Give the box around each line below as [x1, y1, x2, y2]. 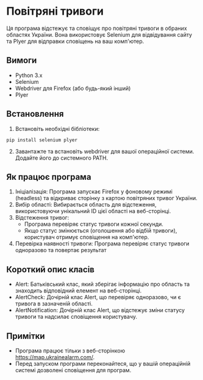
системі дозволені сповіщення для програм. [15, 367, 132, 374]
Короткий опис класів [6, 264, 94, 275]
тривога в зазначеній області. [15, 300, 93, 307]
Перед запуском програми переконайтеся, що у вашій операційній [15, 360, 191, 367]
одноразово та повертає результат [15, 247, 107, 254]
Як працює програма [6, 171, 91, 182]
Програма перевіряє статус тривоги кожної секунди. [24, 220, 163, 228]
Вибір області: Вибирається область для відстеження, [15, 201, 157, 209]
